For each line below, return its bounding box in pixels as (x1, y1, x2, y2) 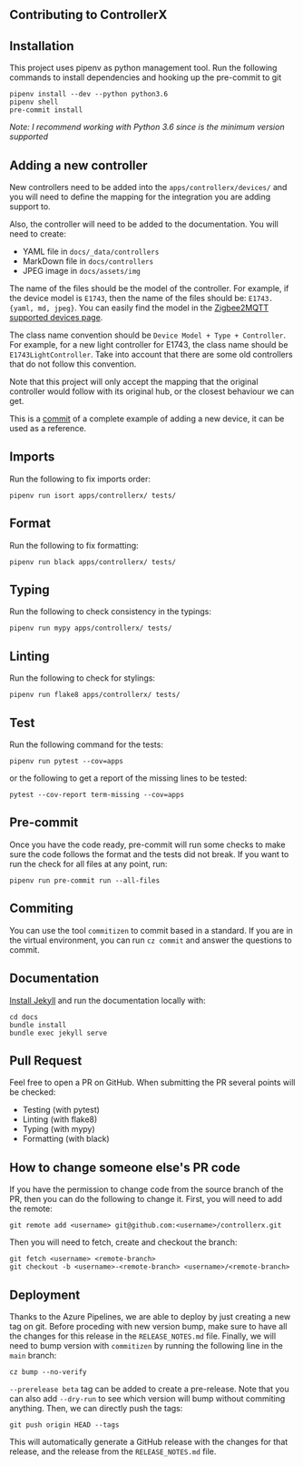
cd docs (9, 1012, 39, 1022)
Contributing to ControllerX (9, 7, 168, 23)
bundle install (9, 1020, 67, 1029)
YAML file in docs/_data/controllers (22, 246, 160, 258)
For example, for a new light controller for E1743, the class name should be (9, 339, 288, 350)
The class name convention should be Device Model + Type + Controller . (9, 329, 286, 340)
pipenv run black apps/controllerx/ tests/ (9, 557, 177, 567)
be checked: (9, 1087, 56, 1097)
